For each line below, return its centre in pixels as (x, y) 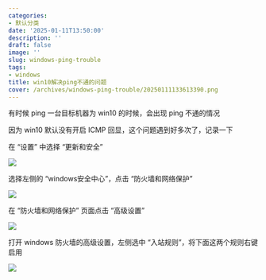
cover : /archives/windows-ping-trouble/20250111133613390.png (113, 89)
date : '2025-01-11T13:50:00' (56, 30)
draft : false (30, 45)
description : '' (35, 38)
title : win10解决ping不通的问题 (58, 82)
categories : (28, 16)
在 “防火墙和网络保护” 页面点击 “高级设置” (77, 211)
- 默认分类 (24, 23)
